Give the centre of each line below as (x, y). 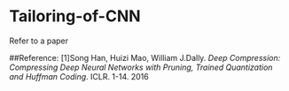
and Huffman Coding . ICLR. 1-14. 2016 (79, 76)
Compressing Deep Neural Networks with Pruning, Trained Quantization (141, 67)
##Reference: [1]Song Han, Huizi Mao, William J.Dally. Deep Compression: (145, 57)
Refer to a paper (39, 41)
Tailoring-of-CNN (75, 16)
